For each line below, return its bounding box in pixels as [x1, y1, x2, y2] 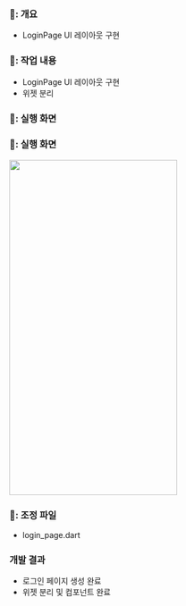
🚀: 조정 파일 [9, 509, 57, 521]
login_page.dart [21, 530, 80, 541]
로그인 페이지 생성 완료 [21, 576, 102, 586]
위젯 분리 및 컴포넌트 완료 [21, 587, 112, 598]
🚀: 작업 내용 [9, 55, 57, 67]
